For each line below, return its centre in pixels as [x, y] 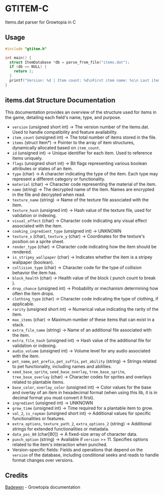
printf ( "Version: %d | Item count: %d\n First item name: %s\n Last [80, 80]
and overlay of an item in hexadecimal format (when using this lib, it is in [85, 392]
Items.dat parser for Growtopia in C [41, 22]
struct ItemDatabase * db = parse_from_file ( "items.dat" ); [70, 62]
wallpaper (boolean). [33, 262]
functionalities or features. [39, 418]
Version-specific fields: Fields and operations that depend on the [77, 449]
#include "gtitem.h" [26, 49]
